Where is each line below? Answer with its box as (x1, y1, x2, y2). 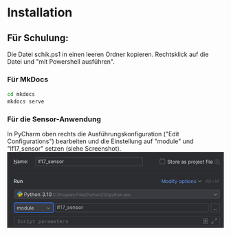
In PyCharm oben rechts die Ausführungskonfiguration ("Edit (7, 130, 180, 138)
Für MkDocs (7, 74, 49, 84)
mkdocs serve (7, 98, 45, 106)
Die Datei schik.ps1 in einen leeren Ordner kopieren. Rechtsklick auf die (7, 50, 209, 58)
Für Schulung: (7, 32, 69, 44)
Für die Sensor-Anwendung (7, 114, 102, 124)
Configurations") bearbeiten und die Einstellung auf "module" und (7, 137, 194, 145)
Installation (7, 5, 73, 21)
